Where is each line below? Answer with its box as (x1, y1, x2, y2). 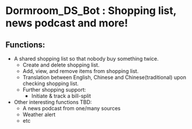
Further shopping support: (22, 86, 86, 93)
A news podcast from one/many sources (22, 105, 121, 111)
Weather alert (22, 111, 56, 118)
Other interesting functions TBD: (13, 99, 92, 106)
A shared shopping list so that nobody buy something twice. (13, 55, 159, 62)
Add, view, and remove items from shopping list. (22, 68, 139, 74)
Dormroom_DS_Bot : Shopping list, (5, 4, 177, 18)
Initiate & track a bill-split (31, 92, 91, 99)
